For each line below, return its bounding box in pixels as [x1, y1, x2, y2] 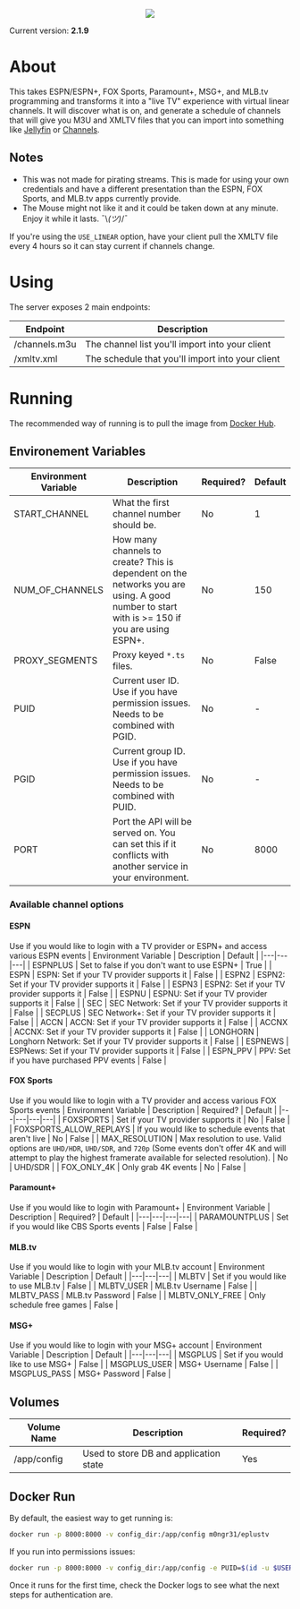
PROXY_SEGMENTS [13, 655, 98, 667]
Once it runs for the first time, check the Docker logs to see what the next [9, 1579, 279, 1590]
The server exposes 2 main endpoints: [9, 301, 151, 312]
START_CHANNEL [13, 508, 89, 520]
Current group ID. [112, 745, 186, 757]
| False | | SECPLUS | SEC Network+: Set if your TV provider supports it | [9, 1007, 277, 1018]
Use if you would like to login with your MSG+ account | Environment [9, 1339, 262, 1351]
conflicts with [112, 849, 170, 861]
